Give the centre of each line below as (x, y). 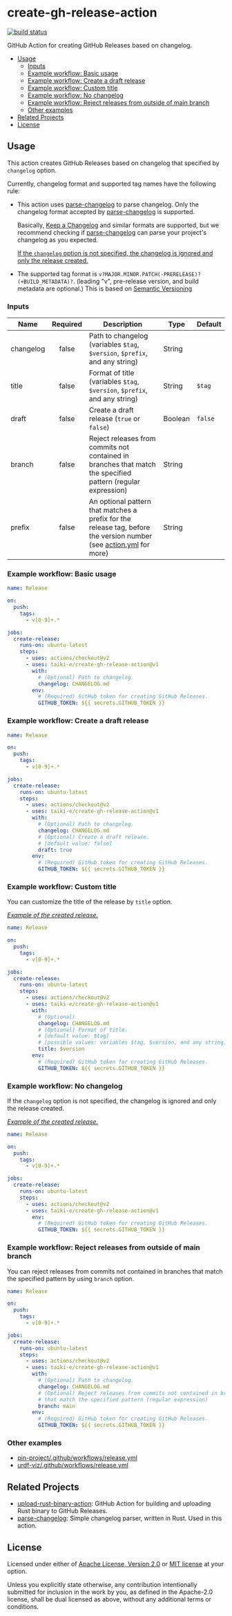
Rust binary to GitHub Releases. (62, 1511)
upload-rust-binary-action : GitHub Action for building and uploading (114, 1503)
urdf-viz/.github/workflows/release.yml (73, 1466)
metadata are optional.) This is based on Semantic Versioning (105, 289)
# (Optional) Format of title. (83, 1030)
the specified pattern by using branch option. (71, 1278)
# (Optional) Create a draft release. (94, 837)
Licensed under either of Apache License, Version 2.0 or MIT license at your (116, 1564)
